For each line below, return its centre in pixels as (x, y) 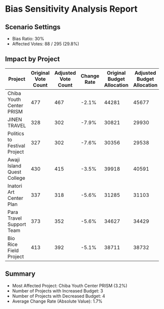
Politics (16, 134)
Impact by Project (32, 59)
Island (14, 166)
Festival (16, 146)
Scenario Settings (33, 27)
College (16, 178)
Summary (20, 274)
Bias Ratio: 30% (28, 39)
